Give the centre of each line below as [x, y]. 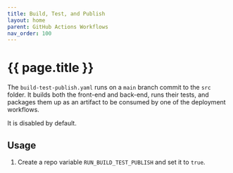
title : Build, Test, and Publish [56, 14]
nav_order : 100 [30, 33]
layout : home [26, 20]
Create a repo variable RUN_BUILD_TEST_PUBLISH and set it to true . [111, 162]
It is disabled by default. [42, 123]
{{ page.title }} [51, 68]
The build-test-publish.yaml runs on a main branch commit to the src [109, 88]
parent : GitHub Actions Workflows [58, 27]
